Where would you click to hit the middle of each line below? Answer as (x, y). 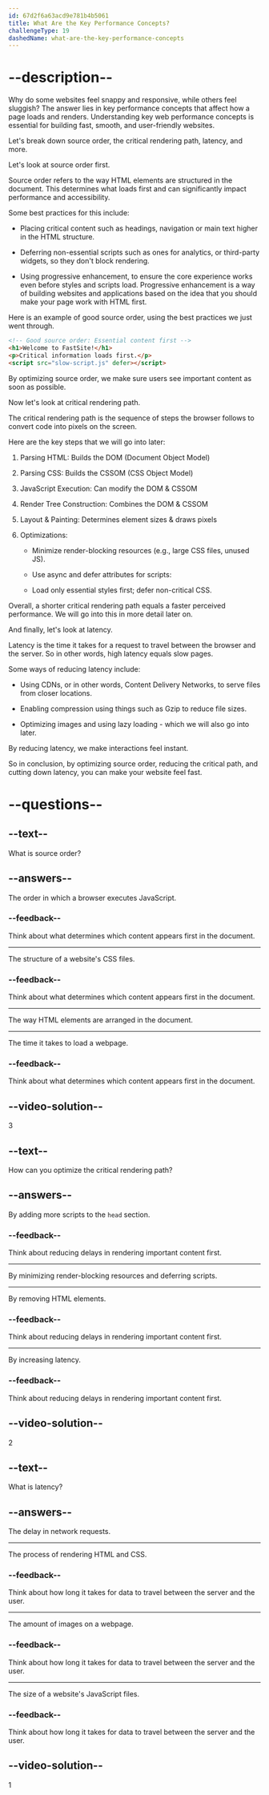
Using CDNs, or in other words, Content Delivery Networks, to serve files (140, 685)
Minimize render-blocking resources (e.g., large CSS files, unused (141, 550)
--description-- (61, 78)
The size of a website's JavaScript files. (74, 1693)
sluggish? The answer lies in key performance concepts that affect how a (129, 108)
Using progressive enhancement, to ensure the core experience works (136, 276)
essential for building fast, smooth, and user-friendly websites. (111, 126)
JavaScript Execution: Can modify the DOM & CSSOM (108, 488)
